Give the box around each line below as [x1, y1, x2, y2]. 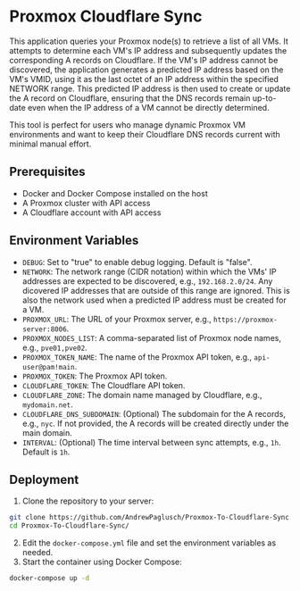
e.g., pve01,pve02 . [21, 342, 87, 353]
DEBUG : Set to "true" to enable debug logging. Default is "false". [21, 256, 253, 267]
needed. [21, 547, 54, 558]
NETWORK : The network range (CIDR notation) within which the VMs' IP [21, 266, 277, 277]
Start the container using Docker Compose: [21, 556, 182, 568]
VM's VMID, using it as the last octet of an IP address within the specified [9, 73, 279, 84]
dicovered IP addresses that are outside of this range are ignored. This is [21, 285, 290, 295]
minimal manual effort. [9, 138, 92, 149]
